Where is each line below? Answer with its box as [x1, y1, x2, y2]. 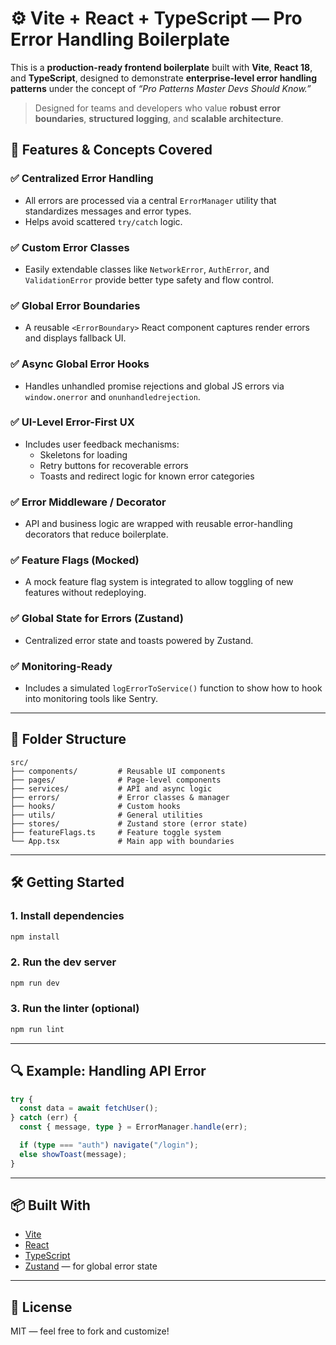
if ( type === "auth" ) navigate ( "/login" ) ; [19, 1140, 199, 1151]
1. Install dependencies [10, 909, 125, 923]
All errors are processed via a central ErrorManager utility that [24, 194, 277, 206]
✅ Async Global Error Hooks [10, 357, 150, 371]
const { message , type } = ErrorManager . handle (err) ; [19, 1122, 248, 1132]
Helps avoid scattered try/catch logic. [24, 215, 183, 227]
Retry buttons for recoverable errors [39, 459, 189, 471]
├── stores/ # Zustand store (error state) [10, 818, 248, 829]
